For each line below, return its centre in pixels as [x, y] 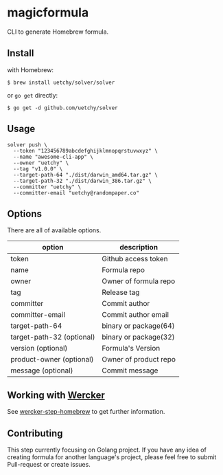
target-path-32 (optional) [53, 337]
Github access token [135, 259]
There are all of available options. [54, 230]
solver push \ [27, 145]
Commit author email [136, 315]
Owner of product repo [139, 360]
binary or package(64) [138, 326]
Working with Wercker [56, 395]
